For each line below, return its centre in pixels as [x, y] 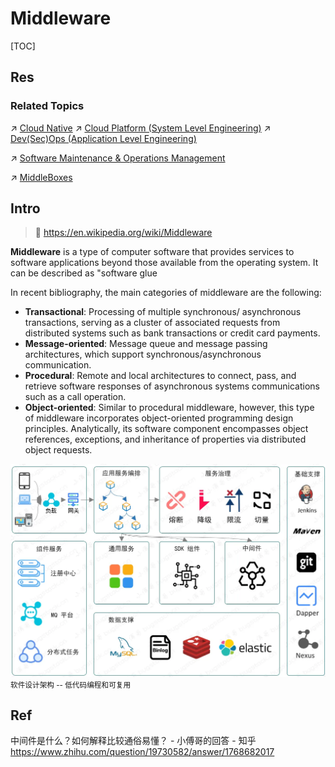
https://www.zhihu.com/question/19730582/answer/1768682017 [142, 752]
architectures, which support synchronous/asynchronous [143, 354]
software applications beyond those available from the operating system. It [164, 263]
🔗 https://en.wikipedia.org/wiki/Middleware [123, 233]
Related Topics [47, 106]
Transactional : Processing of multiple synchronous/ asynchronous [163, 312]
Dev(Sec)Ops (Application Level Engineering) [103, 138]
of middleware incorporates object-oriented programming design [159, 418]
